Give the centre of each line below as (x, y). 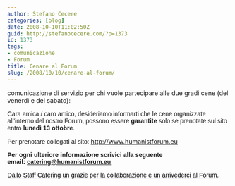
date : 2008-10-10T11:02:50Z (49, 27)
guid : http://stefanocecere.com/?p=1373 (68, 33)
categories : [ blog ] (36, 20)
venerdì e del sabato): (39, 100)
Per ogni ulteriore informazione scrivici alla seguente (85, 155)
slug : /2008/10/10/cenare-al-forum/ (61, 73)
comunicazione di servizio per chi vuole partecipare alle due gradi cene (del (118, 93)
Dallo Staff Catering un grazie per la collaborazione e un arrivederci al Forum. (113, 175)
